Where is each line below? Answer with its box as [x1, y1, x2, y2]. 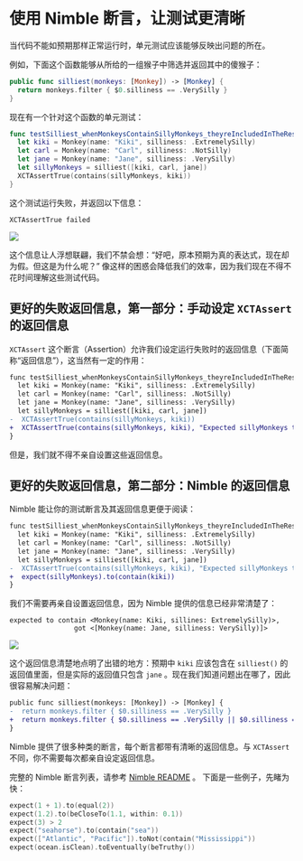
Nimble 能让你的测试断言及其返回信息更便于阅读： [9, 503, 197, 515]
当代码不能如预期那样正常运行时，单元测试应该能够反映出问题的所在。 [9, 40, 271, 51]
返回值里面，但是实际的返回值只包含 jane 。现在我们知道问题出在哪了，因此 [9, 669, 291, 680]
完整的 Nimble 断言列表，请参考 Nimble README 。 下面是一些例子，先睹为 [9, 772, 290, 782]
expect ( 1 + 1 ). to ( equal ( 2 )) [9, 800, 115, 810]
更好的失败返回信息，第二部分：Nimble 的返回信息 [9, 478, 290, 493]
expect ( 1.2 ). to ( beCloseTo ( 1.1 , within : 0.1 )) [9, 810, 183, 819]
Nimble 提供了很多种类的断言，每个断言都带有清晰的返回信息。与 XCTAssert [9, 741, 290, 752]
